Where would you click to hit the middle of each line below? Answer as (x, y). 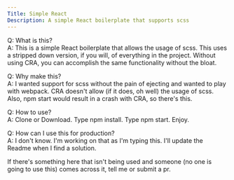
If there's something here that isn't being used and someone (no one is (110, 161)
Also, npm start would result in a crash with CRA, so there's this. (100, 98)
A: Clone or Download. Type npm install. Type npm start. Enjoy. (98, 119)
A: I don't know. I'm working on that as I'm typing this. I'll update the (105, 140)
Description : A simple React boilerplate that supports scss (98, 20)
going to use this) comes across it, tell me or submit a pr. (89, 169)
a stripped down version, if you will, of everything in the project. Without (111, 55)
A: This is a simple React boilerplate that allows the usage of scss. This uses (117, 48)
